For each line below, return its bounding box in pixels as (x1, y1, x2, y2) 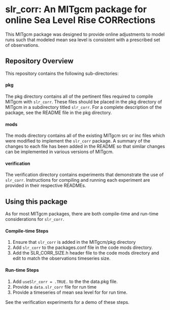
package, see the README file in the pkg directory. (5, 109, 112, 116)
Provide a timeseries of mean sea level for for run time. (12, 289, 128, 295)
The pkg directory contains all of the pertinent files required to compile (5, 93, 153, 99)
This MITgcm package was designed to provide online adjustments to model (5, 31, 165, 37)
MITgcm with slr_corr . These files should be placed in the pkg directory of (5, 98, 162, 105)
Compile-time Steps (5, 228, 49, 234)
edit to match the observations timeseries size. (12, 256, 111, 262)
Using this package (5, 197, 67, 206)
